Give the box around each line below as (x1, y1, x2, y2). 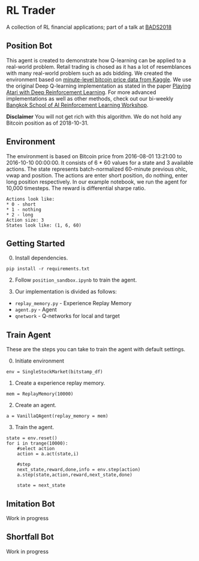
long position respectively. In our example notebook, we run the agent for (6, 178, 188, 185)
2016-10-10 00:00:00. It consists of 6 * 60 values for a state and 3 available (6, 159, 194, 166)
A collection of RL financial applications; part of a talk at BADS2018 (6, 23, 172, 31)
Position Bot (6, 41, 53, 51)
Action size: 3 (6, 217, 44, 223)
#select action (17, 446, 55, 452)
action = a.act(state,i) (17, 451, 79, 457)
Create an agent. (14, 402, 57, 409)
